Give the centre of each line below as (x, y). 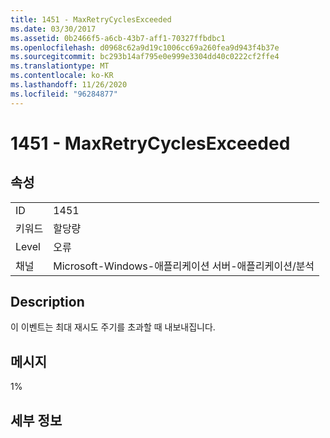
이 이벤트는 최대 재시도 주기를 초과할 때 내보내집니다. (113, 327)
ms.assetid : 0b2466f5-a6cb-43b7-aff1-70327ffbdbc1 (118, 38)
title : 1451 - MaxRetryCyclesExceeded (91, 19)
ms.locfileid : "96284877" (64, 94)
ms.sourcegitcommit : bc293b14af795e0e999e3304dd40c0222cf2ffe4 (145, 57)
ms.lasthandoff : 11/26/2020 (69, 85)
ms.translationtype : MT (60, 66)
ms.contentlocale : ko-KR (62, 76)
